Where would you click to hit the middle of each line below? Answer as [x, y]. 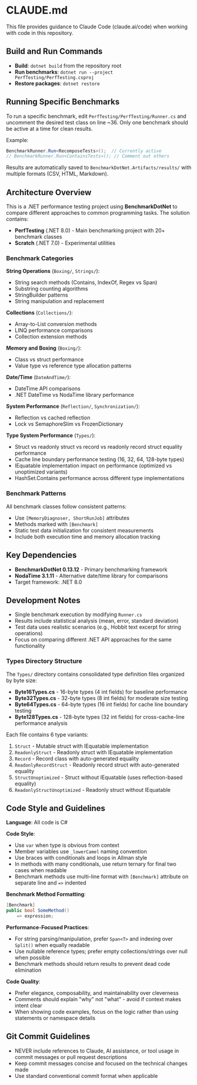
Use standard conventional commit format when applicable [86, 1076]
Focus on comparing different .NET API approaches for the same [93, 640]
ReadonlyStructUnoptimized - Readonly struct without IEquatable [93, 790]
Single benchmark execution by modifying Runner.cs [78, 614]
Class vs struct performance [49, 360]
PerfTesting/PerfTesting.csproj [54, 77]
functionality [30, 646]
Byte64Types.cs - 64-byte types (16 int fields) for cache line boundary [101, 704]
